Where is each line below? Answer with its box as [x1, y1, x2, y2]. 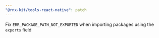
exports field [5, 26, 32, 33]
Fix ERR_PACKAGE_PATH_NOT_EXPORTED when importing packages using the [5, 21, 154, 27]
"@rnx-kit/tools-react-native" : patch [5, 7, 87, 13]
